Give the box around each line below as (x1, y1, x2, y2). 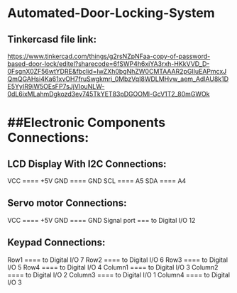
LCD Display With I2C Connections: (7, 157, 167, 170)
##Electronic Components (7, 115, 165, 131)
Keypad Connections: (7, 236, 106, 249)
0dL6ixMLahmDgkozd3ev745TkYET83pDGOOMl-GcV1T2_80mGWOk (7, 90, 210, 98)
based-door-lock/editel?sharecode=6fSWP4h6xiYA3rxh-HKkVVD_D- (7, 60, 210, 68)
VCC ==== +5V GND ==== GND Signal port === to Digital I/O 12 (7, 216, 196, 224)
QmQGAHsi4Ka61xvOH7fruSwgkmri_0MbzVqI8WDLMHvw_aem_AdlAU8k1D (7, 74, 229, 83)
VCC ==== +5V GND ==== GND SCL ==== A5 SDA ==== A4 (7, 177, 187, 185)
